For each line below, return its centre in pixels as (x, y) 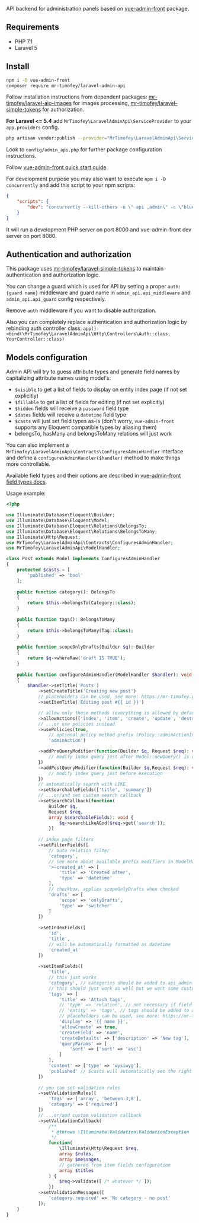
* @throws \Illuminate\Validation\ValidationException (120, 1132)
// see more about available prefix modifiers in (111, 862)
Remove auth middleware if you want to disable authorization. (81, 310)
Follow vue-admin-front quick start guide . (57, 167)
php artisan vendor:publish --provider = (57, 138)
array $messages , (80, 1160)
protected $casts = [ (43, 570)
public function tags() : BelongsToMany (66, 620)
